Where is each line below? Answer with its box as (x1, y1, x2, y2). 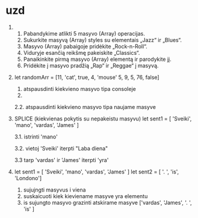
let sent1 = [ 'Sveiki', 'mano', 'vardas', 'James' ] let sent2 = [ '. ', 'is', (14, 168, 179, 175)
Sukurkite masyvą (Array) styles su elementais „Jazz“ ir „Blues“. (23, 36, 182, 43)
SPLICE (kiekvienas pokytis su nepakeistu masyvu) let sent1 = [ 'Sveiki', (14, 115, 192, 122)
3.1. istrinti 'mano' (14, 133, 58, 140)
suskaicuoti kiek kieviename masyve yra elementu (23, 192, 148, 199)
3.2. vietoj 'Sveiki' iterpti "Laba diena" (14, 145, 108, 152)
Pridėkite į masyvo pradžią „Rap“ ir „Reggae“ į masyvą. (23, 61, 159, 69)
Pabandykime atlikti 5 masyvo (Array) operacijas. (23, 30, 146, 37)
